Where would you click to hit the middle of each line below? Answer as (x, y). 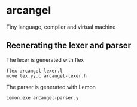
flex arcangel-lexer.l (34, 71)
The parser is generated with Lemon (51, 87)
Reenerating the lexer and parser (69, 45)
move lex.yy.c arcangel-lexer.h (46, 76)
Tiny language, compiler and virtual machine (61, 27)
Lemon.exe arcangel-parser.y (42, 98)
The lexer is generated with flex (45, 59)
